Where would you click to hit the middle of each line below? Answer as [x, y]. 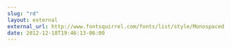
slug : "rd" [23, 13]
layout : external [33, 20]
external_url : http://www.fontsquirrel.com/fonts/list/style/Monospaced [116, 26]
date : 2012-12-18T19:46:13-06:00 [56, 33]
